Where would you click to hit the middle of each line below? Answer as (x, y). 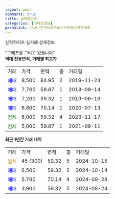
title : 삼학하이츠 (21, 19)
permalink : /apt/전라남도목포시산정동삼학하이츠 (48, 28)
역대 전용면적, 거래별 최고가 (31, 59)
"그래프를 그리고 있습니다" (30, 53)
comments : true (21, 14)
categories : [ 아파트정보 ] (29, 23)
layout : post (18, 10)
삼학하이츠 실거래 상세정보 (30, 43)
